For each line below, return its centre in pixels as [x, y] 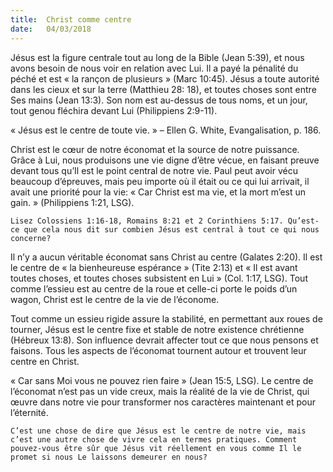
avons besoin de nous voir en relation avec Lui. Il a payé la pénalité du [154, 68]
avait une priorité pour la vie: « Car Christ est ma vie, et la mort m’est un [158, 192]
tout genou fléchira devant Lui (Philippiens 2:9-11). [114, 110]
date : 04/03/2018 [51, 29]
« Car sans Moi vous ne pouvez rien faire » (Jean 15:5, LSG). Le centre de [162, 380]
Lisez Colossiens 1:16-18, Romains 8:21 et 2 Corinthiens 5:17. [147, 221]
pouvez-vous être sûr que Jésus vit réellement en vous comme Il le [156, 448]
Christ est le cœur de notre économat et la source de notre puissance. [155, 149]
